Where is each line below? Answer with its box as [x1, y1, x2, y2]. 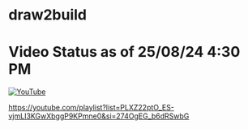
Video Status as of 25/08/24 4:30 [8, 43, 241, 62]
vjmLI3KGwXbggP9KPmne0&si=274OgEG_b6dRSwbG [8, 111, 190, 121]
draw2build [8, 6, 88, 24]
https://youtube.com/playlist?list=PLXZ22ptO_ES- [8, 103, 174, 113]
